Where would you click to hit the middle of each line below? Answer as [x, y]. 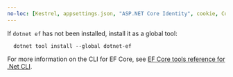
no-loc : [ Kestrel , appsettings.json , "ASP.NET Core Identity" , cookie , [113, 14]
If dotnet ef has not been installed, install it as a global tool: [93, 33]
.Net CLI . [20, 66]
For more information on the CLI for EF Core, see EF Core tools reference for [116, 59]
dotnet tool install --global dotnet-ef [72, 46]
